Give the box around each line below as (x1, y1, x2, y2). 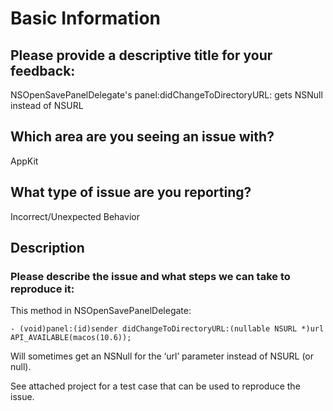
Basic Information (10, 7, 162, 30)
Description (10, 240, 85, 257)
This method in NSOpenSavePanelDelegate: (10, 305, 192, 317)
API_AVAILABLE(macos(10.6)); (10, 333, 132, 343)
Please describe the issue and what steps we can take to (10, 269, 291, 283)
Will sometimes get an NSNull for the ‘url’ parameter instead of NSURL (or (10, 350, 315, 362)
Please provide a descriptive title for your (10, 47, 273, 64)
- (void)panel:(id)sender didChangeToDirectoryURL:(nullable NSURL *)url (10, 324, 325, 334)
